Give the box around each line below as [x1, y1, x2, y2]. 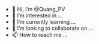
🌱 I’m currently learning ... [11, 18, 76, 25]
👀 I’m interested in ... [11, 12, 63, 19]
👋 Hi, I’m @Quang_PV [11, 6, 65, 12]
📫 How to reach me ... [11, 32, 68, 38]
